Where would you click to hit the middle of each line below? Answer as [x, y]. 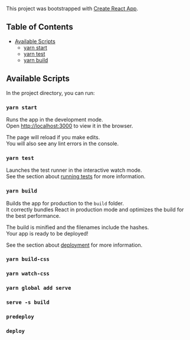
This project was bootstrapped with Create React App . [72, 9]
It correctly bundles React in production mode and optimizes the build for [95, 210]
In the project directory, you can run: [50, 93]
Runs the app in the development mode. [55, 119]
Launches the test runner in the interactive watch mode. [74, 170]
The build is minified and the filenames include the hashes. [78, 227]
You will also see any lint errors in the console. [63, 143]
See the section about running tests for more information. [76, 176]
